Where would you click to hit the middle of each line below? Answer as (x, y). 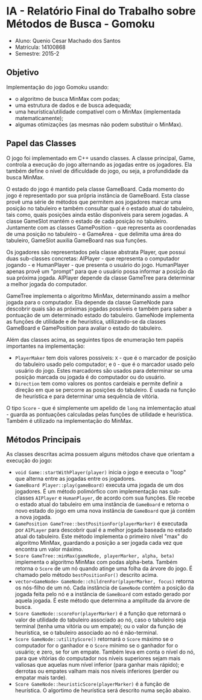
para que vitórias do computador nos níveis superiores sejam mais (98, 658)
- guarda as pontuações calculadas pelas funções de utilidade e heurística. (99, 414)
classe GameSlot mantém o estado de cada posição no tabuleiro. (87, 221)
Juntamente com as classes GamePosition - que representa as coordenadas (101, 227)
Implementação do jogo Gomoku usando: (58, 87)
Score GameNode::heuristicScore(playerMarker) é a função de (92, 684)
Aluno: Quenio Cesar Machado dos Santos (68, 40)
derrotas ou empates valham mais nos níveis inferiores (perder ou (97, 671)
